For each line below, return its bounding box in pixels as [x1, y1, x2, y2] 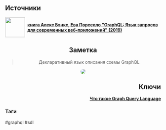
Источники [5, 4, 41, 12]
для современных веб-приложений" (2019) [27, 27, 123, 33]
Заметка [69, 46, 97, 54]
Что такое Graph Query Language [89, 96, 161, 102]
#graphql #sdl [5, 119, 34, 125]
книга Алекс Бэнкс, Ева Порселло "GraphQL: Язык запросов [27, 22, 158, 28]
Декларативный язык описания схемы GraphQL [39, 59, 140, 65]
